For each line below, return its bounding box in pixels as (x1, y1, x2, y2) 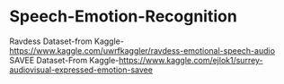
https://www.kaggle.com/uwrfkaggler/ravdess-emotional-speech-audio (9, 45, 276, 55)
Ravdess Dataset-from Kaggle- (9, 36, 124, 46)
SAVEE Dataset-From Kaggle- (9, 55, 120, 65)
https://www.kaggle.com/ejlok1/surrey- (118, 55, 263, 65)
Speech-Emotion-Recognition (9, 6, 238, 27)
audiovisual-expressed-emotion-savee (9, 64, 153, 75)
